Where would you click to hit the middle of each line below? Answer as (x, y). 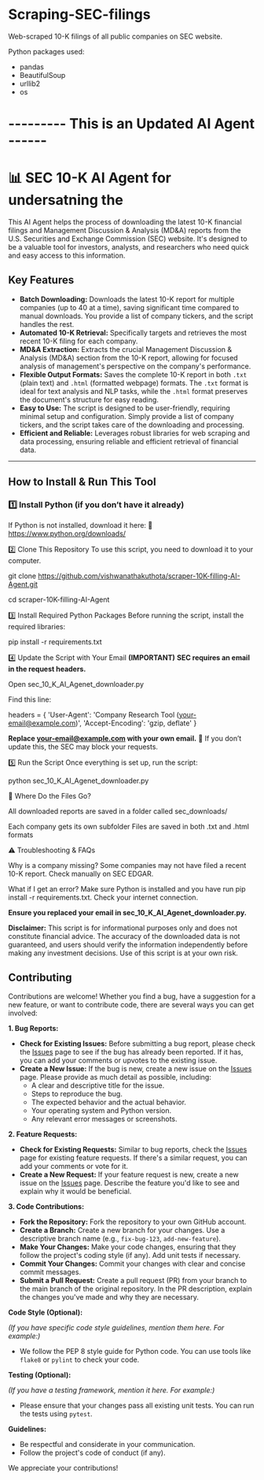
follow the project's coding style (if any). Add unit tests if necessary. (130, 1256)
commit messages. (50, 1272)
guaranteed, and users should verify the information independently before (128, 944)
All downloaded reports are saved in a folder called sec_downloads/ (118, 811)
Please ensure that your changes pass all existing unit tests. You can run (137, 1406)
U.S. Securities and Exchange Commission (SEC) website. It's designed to (128, 239)
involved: (23, 1013)
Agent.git (23, 584)
